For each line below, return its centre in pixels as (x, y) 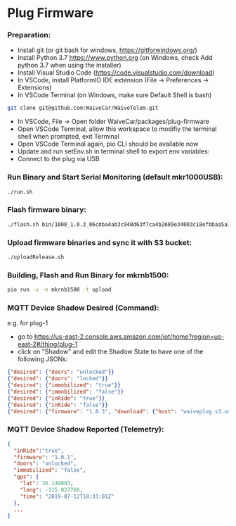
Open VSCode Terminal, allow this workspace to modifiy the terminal (117, 129)
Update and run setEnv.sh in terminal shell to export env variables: (113, 151)
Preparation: (29, 35)
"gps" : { (26, 477)
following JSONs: (42, 359)
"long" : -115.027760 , (51, 490)
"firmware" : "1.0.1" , (45, 457)
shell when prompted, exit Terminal (68, 137)
